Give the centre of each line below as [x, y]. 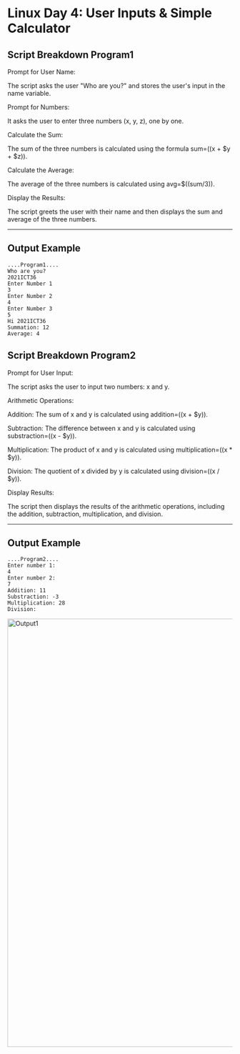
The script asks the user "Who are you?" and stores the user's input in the [116, 86]
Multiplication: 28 [36, 603]
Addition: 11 [27, 591]
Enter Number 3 [30, 309]
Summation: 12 [29, 327]
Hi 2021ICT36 [27, 321]
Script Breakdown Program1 [71, 55]
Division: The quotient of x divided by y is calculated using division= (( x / [114, 471]
